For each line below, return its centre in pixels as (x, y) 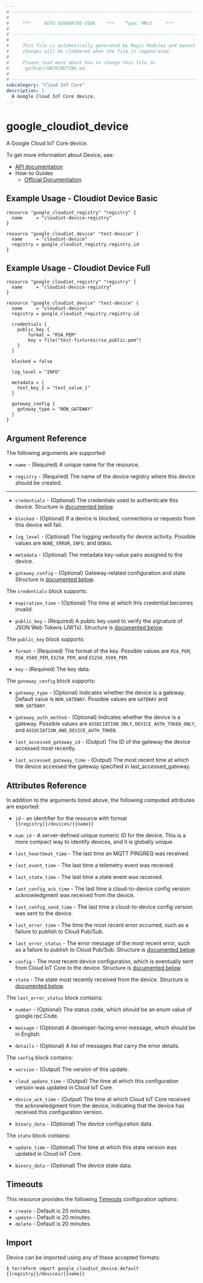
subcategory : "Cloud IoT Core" (46, 85)
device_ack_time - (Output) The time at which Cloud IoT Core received (102, 1099)
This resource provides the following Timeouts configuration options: (92, 1199)
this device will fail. (39, 525)
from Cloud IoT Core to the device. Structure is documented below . (98, 967)
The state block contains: (38, 1135)
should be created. (38, 483)
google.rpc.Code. (37, 1016)
